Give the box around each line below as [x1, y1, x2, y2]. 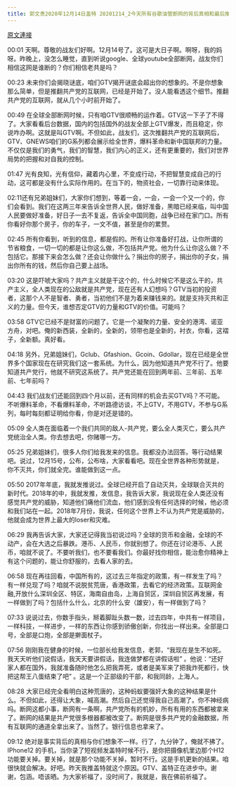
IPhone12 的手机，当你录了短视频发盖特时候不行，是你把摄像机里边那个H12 [7, 745, 225, 754]
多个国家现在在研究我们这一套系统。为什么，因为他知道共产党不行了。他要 [13, 358, 229, 367]
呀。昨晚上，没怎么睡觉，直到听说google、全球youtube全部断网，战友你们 [7, 54, 223, 63]
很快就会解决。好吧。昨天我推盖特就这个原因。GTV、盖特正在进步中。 [7, 763, 211, 772]
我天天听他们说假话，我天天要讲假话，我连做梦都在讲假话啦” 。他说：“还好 [7, 654, 224, 662]
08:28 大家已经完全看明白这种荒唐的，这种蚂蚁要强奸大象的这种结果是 [7, 687, 211, 695]
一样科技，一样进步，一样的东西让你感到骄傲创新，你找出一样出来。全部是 [7, 622, 223, 630]
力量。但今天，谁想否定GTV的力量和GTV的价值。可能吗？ [19, 302, 187, 310]
